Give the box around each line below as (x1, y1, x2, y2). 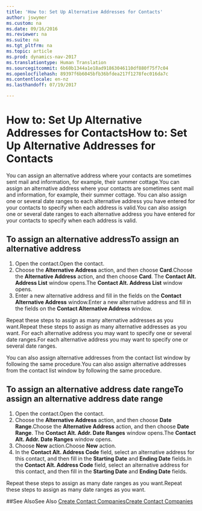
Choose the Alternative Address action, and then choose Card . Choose (14, 266, 193, 273)
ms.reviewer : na (6, 31, 47, 37)
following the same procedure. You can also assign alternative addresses (6, 360, 187, 368)
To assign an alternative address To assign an (6, 234, 179, 245)
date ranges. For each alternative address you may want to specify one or (6, 336, 189, 343)
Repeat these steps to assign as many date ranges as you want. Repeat (6, 479, 182, 487)
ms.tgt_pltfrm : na (6, 43, 52, 49)
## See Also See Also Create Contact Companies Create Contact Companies (6, 497, 193, 505)
